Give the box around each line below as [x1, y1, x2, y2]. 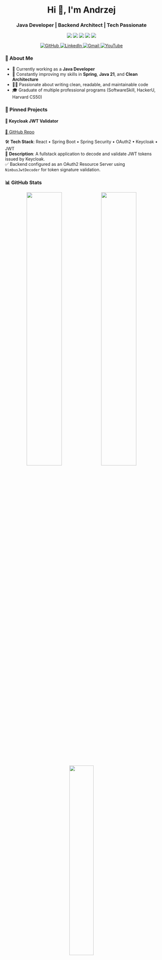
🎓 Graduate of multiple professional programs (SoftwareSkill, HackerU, [12, 87, 156, 93]
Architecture [12, 76, 39, 82]
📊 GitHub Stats [5, 179, 42, 186]
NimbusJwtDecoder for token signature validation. [5, 166, 101, 172]
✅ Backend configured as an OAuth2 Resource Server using [5, 161, 125, 167]
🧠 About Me [5, 55, 33, 62]
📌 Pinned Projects [5, 106, 48, 113]
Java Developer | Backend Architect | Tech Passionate [16, 22, 147, 29]
